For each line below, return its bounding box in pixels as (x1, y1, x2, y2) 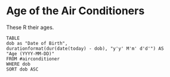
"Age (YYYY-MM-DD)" (6, 50, 55, 57)
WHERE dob (6, 61, 31, 67)
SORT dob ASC (6, 66, 39, 72)
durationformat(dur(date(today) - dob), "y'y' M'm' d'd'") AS (6, 46, 164, 52)
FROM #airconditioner (6, 56, 60, 62)
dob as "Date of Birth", (6, 40, 68, 46)
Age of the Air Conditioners (6, 4, 145, 18)
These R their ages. (6, 24, 54, 31)
